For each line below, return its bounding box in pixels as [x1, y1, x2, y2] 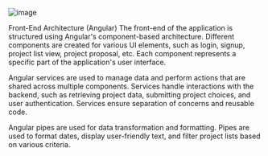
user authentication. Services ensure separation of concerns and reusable [8, 99, 255, 108]
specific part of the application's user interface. [8, 57, 167, 67]
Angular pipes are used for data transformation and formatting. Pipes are [8, 123, 249, 132]
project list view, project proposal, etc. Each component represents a [8, 49, 237, 58]
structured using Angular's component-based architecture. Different [8, 32, 235, 41]
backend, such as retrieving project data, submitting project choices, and [8, 90, 251, 100]
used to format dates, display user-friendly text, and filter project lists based [8, 131, 261, 141]
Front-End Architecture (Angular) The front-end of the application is [8, 23, 233, 32]
